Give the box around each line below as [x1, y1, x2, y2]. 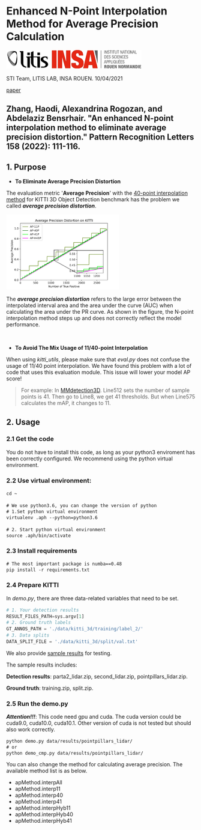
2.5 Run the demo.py [6, 699, 68, 707]
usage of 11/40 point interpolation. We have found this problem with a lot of [6, 362, 192, 370]
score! [6, 375, 22, 382]
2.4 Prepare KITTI [6, 581, 59, 590]
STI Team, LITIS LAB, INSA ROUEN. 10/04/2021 [6, 75, 123, 82]
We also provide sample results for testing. [6, 649, 112, 656]
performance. [6, 321, 40, 328]
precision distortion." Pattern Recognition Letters [6, 132, 194, 142]
